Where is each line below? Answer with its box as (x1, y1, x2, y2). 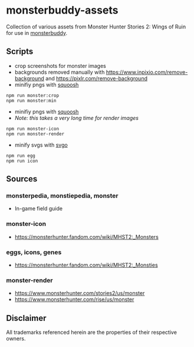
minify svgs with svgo (14, 141, 68, 148)
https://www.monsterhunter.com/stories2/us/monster (14, 290, 145, 297)
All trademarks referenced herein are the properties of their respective (6, 329, 177, 336)
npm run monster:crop (6, 92, 60, 98)
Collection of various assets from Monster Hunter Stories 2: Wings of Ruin (6, 23, 186, 30)
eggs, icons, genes (6, 248, 62, 256)
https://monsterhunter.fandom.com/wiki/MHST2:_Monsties (14, 261, 158, 269)
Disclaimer (6, 313, 47, 323)
